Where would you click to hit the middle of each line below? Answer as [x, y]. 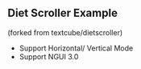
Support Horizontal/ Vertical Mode [76, 48]
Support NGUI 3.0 [49, 56]
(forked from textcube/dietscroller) [65, 32]
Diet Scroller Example [63, 13]
